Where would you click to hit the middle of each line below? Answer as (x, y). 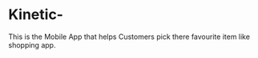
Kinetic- (36, 15)
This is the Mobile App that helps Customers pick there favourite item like (129, 37)
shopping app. (32, 44)
